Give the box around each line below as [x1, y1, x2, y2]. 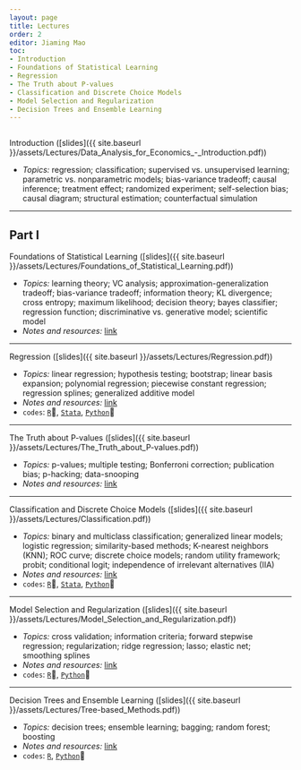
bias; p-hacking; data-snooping [21, 469, 140, 480]
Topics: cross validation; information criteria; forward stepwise [21, 631, 254, 642]
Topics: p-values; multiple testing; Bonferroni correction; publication [21, 459, 275, 470]
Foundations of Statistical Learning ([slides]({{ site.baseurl [9, 252, 226, 262]
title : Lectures [9, 21, 70, 30]
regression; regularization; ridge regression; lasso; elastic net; [21, 641, 251, 652]
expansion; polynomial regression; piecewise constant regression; [21, 378, 267, 389]
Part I [9, 227, 40, 243]
